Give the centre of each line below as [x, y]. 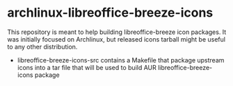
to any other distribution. [42, 46]
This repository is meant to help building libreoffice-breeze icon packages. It [117, 32]
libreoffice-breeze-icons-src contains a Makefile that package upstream [121, 60]
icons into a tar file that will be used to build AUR [87, 67]
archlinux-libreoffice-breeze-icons [110, 13]
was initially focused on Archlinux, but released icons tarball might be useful [116, 39]
